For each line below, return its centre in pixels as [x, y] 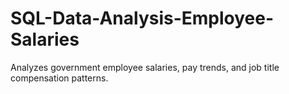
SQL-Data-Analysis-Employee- [142, 18]
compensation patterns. [59, 78]
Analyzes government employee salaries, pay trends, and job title [145, 67]
